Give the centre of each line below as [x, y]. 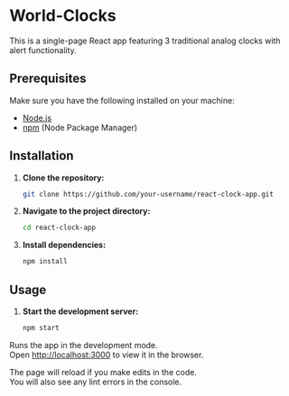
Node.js [37, 117]
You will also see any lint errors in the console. [96, 382]
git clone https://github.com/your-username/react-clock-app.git [148, 194]
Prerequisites [48, 79]
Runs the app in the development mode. [84, 345]
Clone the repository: [63, 178]
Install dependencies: [64, 245]
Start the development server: [80, 311]
